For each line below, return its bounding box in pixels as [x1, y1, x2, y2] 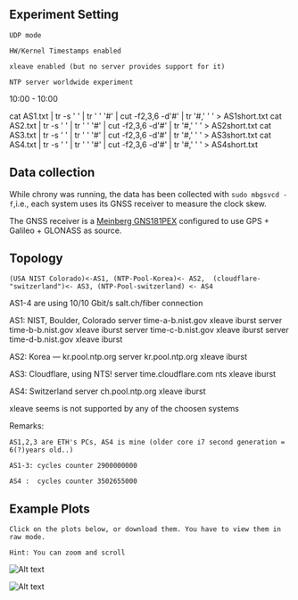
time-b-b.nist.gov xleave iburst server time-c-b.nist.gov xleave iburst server [9, 325, 289, 336]
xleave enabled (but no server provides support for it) [9, 62, 226, 71]
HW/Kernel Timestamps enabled [9, 46, 122, 55]
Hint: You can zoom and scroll [9, 548, 126, 557]
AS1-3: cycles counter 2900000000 [9, 462, 138, 471]
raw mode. [9, 533, 46, 542]
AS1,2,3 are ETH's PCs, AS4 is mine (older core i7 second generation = [9, 437, 286, 447]
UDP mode [9, 30, 42, 39]
